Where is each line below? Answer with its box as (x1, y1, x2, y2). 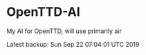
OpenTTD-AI (6, 4, 80, 20)
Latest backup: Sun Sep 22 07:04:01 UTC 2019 (6, 40, 140, 48)
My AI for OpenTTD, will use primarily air (6, 27, 122, 35)
